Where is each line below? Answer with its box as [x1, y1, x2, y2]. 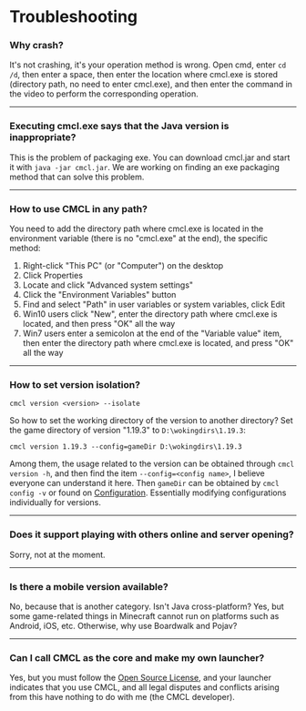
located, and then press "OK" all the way [22, 319, 176, 330]
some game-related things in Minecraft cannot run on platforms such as [9, 610, 280, 621]
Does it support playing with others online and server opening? [9, 528, 294, 541]
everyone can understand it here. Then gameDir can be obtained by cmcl [9, 478, 280, 489]
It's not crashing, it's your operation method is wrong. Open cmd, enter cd [9, 59, 287, 70]
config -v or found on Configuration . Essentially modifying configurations [9, 487, 287, 498]
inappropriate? [9, 131, 76, 144]
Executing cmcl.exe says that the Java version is [9, 120, 229, 133]
